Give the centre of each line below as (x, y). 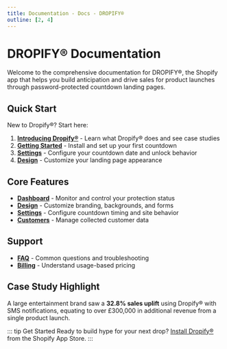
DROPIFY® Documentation (84, 54)
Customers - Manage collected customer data (83, 220)
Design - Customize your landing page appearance (89, 160)
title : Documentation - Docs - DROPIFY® (66, 13)
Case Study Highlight (53, 287)
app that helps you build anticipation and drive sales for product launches (111, 80)
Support (25, 241)
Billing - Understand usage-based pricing (76, 265)
